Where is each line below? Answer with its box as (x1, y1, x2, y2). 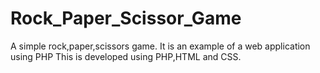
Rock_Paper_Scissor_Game (10, 7, 242, 30)
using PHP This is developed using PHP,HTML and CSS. (10, 50, 242, 62)
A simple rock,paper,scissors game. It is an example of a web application (10, 40, 311, 52)
